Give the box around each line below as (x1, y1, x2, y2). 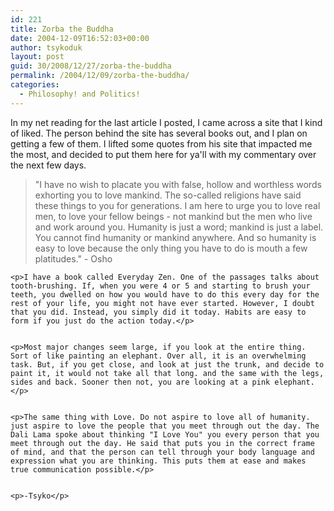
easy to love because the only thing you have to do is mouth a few (34, 242, 308, 254)
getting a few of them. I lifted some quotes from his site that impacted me (10, 137, 313, 150)
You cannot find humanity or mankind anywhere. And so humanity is (34, 231, 317, 243)
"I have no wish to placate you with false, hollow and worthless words (34, 178, 322, 190)
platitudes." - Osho (34, 252, 113, 265)
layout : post (10, 52, 65, 62)
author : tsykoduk (10, 42, 83, 53)
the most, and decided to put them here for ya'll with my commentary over (10, 148, 317, 160)
